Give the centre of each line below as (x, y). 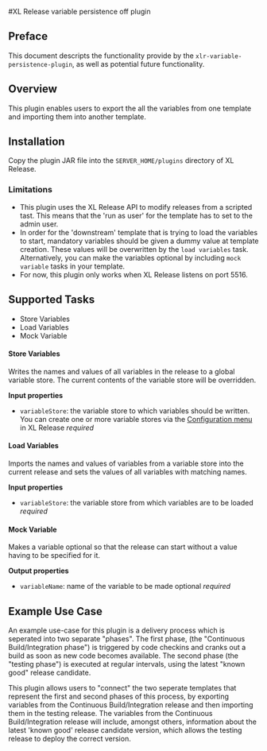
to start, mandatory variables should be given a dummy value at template (139, 241)
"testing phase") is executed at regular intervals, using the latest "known (127, 664)
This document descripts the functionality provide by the (101, 56)
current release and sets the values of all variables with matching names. (128, 471)
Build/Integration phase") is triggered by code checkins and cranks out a (127, 647)
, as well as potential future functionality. (138, 64)
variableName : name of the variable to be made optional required (125, 586)
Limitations (31, 190)
